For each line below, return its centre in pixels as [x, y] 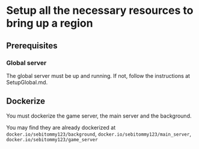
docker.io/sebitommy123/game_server [52, 139]
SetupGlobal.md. [27, 82]
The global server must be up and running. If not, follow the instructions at [98, 75]
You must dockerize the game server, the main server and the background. [99, 116]
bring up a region [50, 23]
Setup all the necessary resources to [100, 11]
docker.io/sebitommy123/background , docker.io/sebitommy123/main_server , [99, 134]
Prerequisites [32, 46]
